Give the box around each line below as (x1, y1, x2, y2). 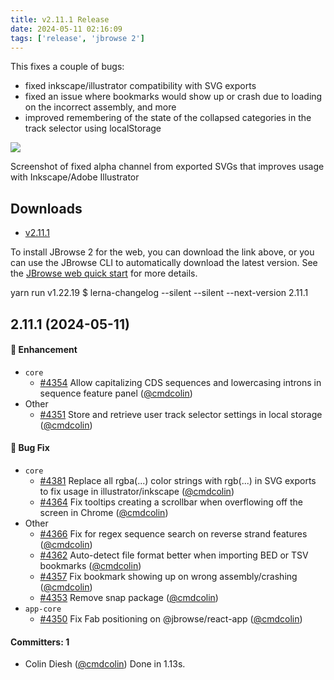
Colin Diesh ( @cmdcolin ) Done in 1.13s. (24, 658, 186, 670)
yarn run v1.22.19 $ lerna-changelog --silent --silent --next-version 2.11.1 (10, 287, 309, 299)
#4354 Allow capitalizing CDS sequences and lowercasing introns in (39, 376, 322, 388)
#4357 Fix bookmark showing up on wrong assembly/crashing (39, 570, 298, 582)
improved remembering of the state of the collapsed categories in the (24, 112, 312, 124)
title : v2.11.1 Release (10, 14, 110, 25)
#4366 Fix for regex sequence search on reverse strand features (39, 527, 308, 540)
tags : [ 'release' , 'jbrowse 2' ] (10, 33, 145, 43)
